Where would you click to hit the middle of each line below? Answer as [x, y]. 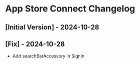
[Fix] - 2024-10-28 [35, 44]
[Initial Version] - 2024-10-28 [52, 27]
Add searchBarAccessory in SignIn [48, 56]
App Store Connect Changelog [70, 9]
